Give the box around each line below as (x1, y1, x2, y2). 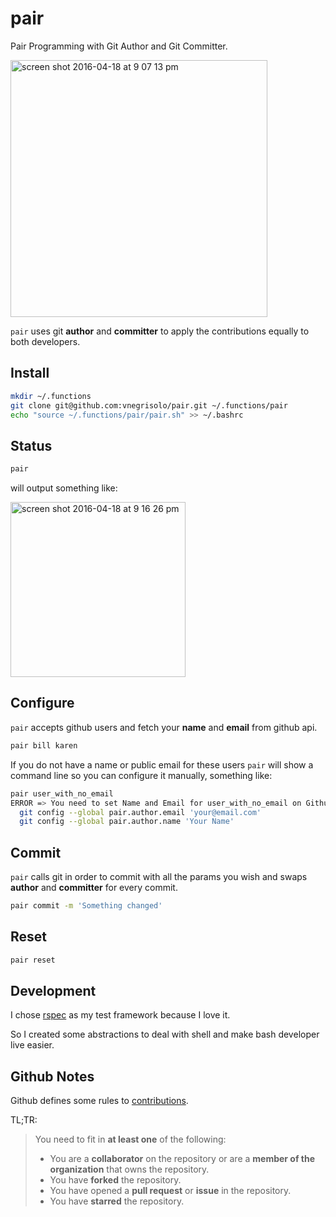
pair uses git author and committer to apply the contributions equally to (10, 325, 310, 337)
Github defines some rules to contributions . (10, 1095, 189, 1107)
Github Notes (10, 1068, 95, 1085)
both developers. (10, 335, 81, 347)
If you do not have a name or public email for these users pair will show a (10, 758, 314, 771)
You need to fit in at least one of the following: (34, 1133, 227, 1146)
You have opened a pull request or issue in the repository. (49, 1185, 292, 1197)
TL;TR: (10, 1114, 38, 1126)
